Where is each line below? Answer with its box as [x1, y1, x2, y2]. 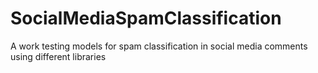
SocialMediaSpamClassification [10, 7, 282, 30]
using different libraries [10, 50, 107, 62]
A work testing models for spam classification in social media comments [10, 40, 308, 52]
